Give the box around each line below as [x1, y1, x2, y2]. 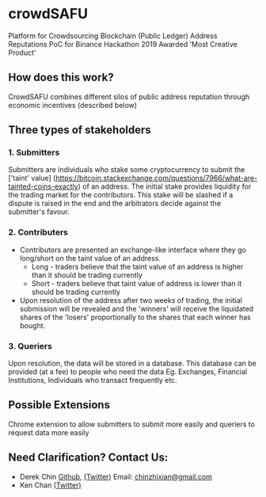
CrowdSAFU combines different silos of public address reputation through [8, 92, 250, 101]
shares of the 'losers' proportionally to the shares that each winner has [19, 312, 251, 322]
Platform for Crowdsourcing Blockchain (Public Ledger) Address [8, 31, 218, 40]
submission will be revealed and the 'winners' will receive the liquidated [19, 304, 254, 313]
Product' [8, 48, 36, 57]
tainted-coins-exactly [8, 182, 78, 191]
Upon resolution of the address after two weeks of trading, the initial [19, 295, 243, 305]
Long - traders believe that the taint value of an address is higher [31, 262, 244, 271]
